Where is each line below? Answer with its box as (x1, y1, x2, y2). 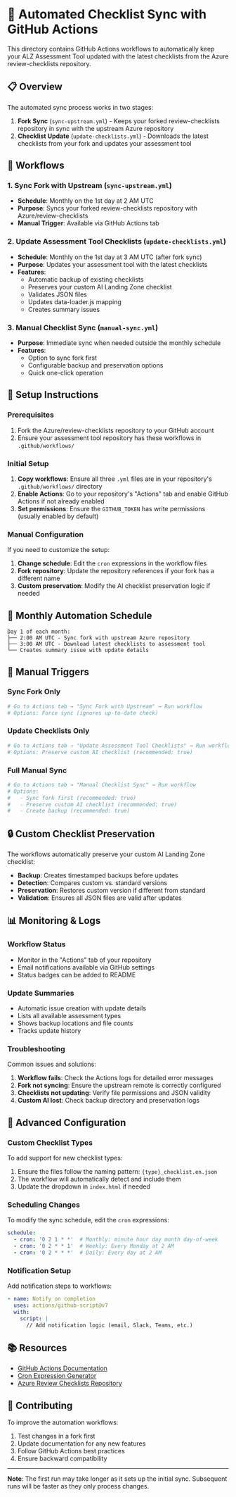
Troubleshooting (7, 1044, 65, 1053)
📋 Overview (7, 81, 63, 93)
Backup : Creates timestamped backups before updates (17, 871, 178, 879)
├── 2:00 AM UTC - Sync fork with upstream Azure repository (7, 634, 190, 641)
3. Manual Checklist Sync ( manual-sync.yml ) (7, 322, 159, 332)
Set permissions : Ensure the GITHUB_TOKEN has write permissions (17, 505, 206, 513)
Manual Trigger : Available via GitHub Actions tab (17, 219, 159, 227)
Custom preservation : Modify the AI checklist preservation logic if (17, 582, 211, 590)
